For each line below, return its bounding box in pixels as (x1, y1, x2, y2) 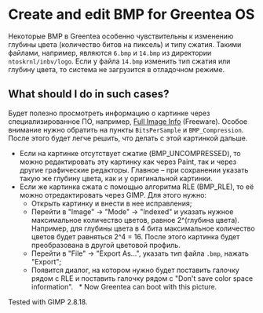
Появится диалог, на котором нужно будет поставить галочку (31, 265, 239, 275)
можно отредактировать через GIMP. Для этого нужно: (19, 190, 206, 199)
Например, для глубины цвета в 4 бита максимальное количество (31, 224, 255, 233)
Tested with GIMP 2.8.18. (8, 297, 88, 307)
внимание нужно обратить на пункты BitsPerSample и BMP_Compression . (8, 125, 244, 134)
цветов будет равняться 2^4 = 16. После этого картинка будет (31, 231, 240, 241)
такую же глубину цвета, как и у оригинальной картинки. (19, 173, 214, 183)
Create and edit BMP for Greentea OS (8, 5, 255, 24)
